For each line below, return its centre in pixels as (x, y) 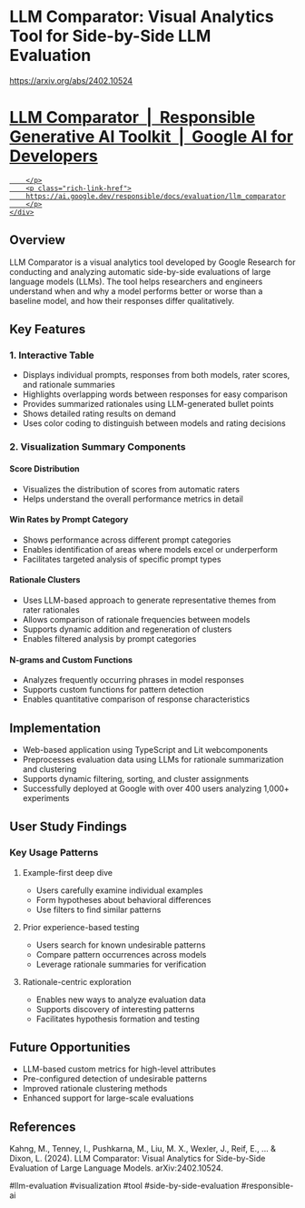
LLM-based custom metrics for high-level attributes (119, 1069)
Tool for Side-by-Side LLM (110, 36)
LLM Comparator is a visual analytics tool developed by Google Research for (152, 262)
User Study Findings (68, 827)
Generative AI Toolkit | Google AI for (151, 137)
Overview (38, 240)
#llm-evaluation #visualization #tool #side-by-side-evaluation (124, 1186)
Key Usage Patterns (54, 853)
